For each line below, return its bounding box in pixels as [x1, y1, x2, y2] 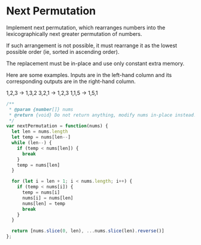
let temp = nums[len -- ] [11, 134, 71, 140]
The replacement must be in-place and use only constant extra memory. [6, 60, 184, 67]
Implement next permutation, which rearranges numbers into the [6, 24, 166, 31]
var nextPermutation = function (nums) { [6, 123, 109, 129]
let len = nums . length [11, 128, 68, 135]
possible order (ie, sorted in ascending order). [6, 48, 120, 55]
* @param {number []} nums [8, 106, 74, 112]
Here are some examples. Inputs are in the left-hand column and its [6, 71, 172, 78]
